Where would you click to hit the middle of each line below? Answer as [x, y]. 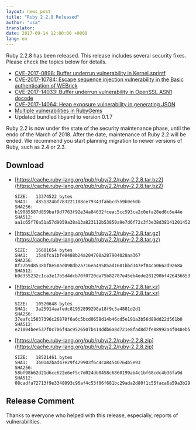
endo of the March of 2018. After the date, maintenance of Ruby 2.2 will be [96, 135]
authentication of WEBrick [46, 85]
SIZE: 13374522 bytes [44, 196]
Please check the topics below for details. [56, 62]
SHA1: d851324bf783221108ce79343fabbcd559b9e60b [78, 201]
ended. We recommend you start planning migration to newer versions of [94, 141]
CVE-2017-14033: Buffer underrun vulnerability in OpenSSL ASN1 [93, 92]
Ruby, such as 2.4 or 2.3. [36, 147]
